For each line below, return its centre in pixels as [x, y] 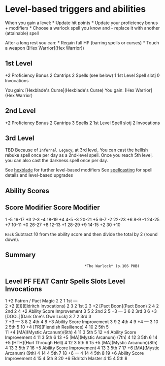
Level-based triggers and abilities [76, 9]
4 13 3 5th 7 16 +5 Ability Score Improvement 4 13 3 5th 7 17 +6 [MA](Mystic [82, 348]
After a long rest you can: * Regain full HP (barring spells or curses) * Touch [82, 42]
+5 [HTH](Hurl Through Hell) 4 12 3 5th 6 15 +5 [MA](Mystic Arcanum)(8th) [82, 343]
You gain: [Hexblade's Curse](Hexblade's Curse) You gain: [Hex [70, 90]
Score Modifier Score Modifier [52, 208]
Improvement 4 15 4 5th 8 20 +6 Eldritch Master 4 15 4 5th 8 [66, 359]
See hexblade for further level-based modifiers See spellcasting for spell [79, 170]
